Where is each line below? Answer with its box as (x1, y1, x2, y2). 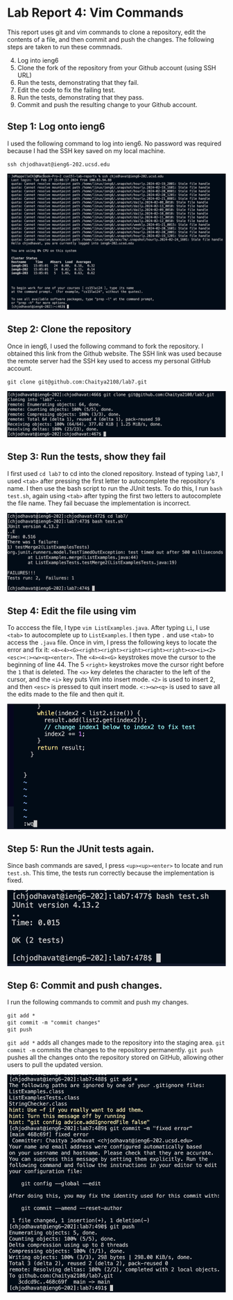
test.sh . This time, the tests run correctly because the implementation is (7, 869, 215, 877)
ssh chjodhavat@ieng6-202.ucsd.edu (7, 161, 110, 168)
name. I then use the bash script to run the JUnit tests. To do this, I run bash (7, 484, 223, 492)
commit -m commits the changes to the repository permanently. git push (7, 1046, 214, 1054)
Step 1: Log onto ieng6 (7, 120, 105, 133)
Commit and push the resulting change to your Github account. (17, 100, 198, 109)
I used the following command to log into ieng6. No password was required (7, 139, 222, 148)
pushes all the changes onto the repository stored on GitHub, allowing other (7, 1053, 224, 1062)
